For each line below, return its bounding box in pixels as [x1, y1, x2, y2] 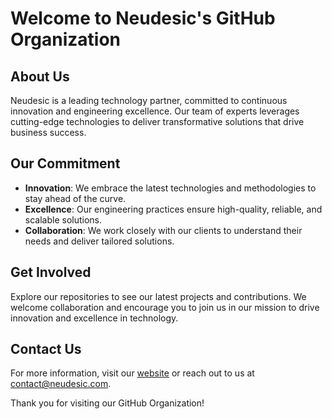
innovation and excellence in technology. [10, 312, 179, 324]
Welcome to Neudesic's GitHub [10, 7, 276, 30]
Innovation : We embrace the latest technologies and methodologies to [24, 182, 317, 194]
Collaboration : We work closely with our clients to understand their [24, 224, 303, 236]
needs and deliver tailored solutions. [24, 235, 175, 247]
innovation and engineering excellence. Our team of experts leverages [10, 105, 300, 117]
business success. [10, 127, 87, 138]
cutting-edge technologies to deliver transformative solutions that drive [10, 116, 305, 127]
